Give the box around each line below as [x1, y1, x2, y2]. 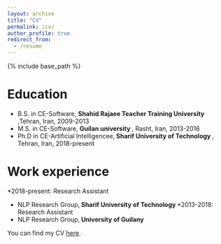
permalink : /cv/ [7, 23, 55, 30]
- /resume [13, 43, 42, 50]
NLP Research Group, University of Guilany [17, 215, 145, 224]
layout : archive [7, 10, 55, 17]
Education [7, 87, 68, 102]
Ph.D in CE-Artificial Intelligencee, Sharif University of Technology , [17, 131, 215, 140]
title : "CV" [7, 17, 42, 24]
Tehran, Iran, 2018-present [17, 139, 95, 148]
